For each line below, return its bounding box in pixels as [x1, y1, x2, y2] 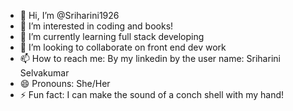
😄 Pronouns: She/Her [19, 78, 111, 89]
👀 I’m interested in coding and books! [19, 20, 174, 32]
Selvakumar [19, 67, 70, 79]
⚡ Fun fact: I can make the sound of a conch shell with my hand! [19, 89, 285, 100]
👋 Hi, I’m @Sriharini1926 [19, 10, 120, 21]
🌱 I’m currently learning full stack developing [19, 31, 205, 42]
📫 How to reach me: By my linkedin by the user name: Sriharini [19, 53, 281, 64]
